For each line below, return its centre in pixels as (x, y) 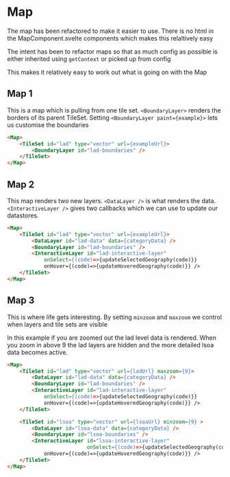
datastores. (23, 215)
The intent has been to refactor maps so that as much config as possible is (112, 51)
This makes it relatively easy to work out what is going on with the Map (107, 72)
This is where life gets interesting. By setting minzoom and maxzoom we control (115, 317)
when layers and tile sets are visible (57, 324)
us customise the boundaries (48, 125)
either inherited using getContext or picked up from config (89, 58)
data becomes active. (38, 352)
